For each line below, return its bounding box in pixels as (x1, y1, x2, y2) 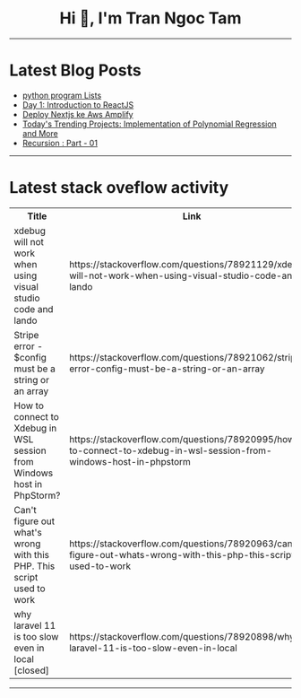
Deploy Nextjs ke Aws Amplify (21, 109, 133, 119)
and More (21, 127, 58, 138)
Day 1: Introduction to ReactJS (21, 99, 134, 110)
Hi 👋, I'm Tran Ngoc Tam (59, 8, 242, 29)
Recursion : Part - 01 (21, 137, 99, 148)
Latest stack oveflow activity (9, 178, 229, 198)
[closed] (13, 664, 49, 676)
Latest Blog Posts (9, 60, 142, 81)
